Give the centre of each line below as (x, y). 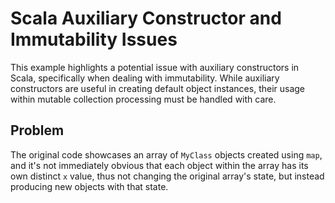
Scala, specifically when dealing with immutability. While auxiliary (145, 78)
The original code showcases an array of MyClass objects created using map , (166, 154)
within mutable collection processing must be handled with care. (143, 99)
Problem (37, 130)
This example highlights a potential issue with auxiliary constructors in (155, 67)
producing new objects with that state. (89, 186)
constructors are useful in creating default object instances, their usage (158, 88)
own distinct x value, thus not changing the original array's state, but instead (167, 176)
